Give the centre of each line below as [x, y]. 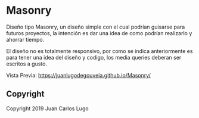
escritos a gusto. [27, 64]
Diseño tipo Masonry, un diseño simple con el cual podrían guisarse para [96, 27]
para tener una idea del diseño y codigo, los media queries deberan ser [94, 57]
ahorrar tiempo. [25, 39]
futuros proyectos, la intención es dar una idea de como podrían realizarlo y [99, 33]
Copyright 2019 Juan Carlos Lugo [47, 108]
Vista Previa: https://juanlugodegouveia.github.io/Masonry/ [78, 75]
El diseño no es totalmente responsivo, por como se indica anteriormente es [99, 51]
